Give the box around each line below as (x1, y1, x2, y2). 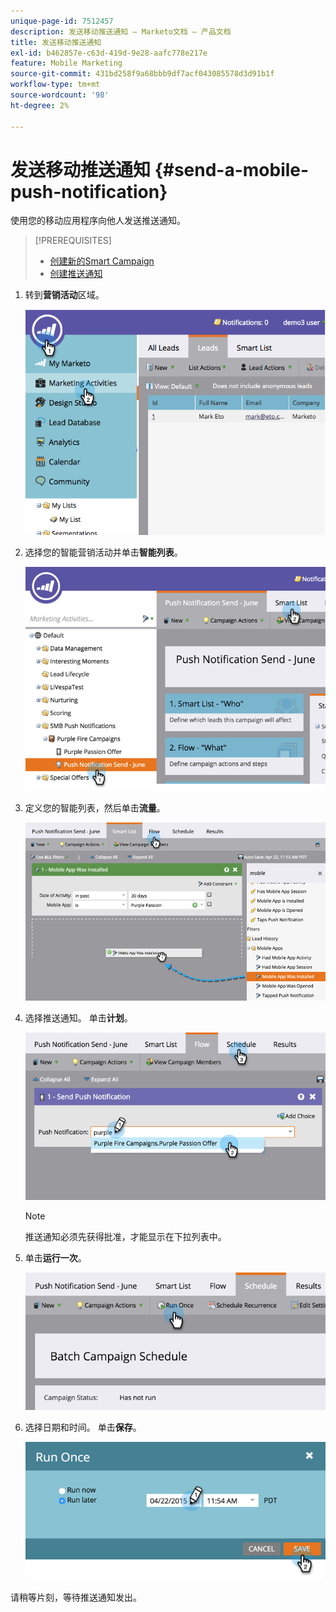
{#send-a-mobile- (154, 158, 310, 181)
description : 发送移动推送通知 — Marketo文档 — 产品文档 (10, 26, 232, 37)
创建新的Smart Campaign (49, 255, 155, 267)
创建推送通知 (49, 268, 103, 280)
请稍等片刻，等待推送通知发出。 (10, 1591, 142, 1604)
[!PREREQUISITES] (34, 235, 112, 247)
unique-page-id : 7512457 (10, 16, 114, 26)
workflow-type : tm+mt (10, 80, 101, 90)
